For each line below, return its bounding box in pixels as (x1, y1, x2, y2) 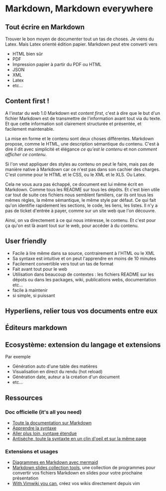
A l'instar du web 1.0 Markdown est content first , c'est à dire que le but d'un (5, 110, 161, 116)
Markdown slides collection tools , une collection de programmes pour (12, 465, 156, 471)
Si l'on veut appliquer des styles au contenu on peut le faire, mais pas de (5, 161, 154, 167)
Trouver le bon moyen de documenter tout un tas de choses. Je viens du (5, 36, 154, 42)
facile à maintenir (12, 287, 48, 293)
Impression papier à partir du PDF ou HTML (12, 62, 102, 67)
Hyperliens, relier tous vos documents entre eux (5, 307, 158, 316)
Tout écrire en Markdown (5, 23, 85, 31)
